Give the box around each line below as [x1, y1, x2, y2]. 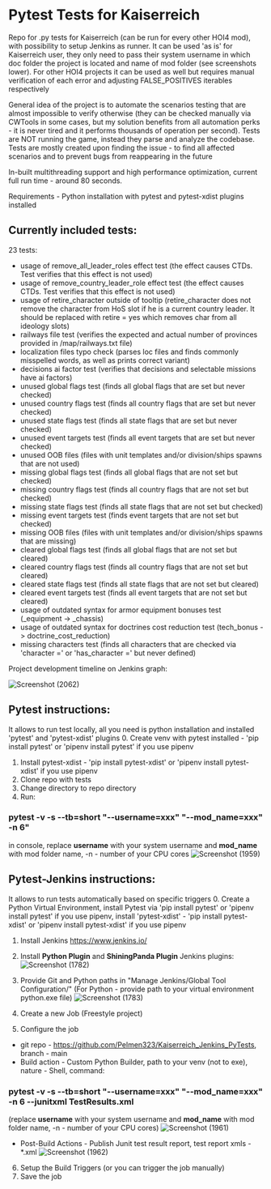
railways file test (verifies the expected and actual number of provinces [19, 330, 258, 339]
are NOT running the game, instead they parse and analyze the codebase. [8, 134, 255, 143]
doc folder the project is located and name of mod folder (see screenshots [8, 58, 257, 68]
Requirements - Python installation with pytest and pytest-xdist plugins [8, 191, 244, 201]
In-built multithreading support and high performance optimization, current [8, 167, 258, 177]
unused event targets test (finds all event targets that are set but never [19, 433, 256, 442]
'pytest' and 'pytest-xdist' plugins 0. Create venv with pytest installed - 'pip [8, 733, 259, 743]
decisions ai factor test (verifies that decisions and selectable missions [19, 364, 256, 373]
